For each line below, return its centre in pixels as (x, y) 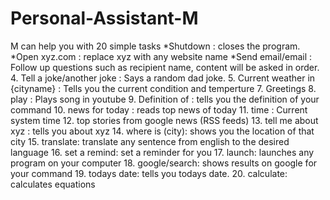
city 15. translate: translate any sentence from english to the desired (150, 141)
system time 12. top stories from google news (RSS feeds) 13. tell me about (164, 120)
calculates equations (53, 184)
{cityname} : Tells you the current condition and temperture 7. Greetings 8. (163, 88)
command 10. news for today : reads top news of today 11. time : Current (159, 109)
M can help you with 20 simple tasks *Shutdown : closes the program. (155, 46)
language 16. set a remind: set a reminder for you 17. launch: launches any (162, 152)
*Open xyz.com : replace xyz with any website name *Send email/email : (161, 56)
